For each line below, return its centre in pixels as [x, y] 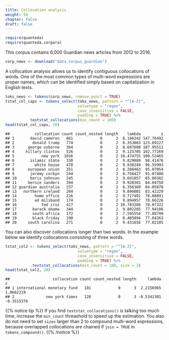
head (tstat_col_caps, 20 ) [32, 125]
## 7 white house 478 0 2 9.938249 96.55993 [84, 165]
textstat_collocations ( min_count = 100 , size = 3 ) [87, 265]
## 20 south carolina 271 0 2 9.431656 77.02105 [84, 223]
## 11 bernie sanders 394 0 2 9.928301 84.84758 [84, 183]
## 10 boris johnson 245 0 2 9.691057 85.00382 [84, 178]
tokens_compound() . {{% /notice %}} [42, 332]
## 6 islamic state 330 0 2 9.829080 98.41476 [84, 160]
